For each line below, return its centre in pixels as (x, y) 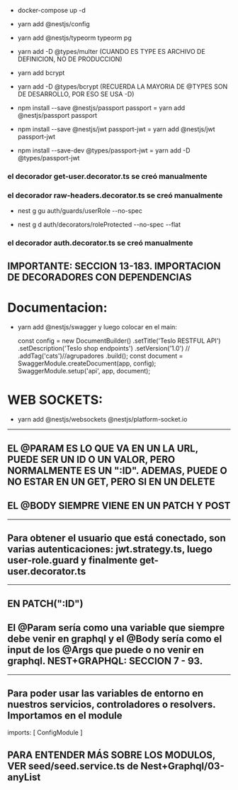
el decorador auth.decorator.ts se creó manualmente (100, 243)
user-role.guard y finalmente (73, 560)
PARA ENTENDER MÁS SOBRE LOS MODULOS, (112, 755)
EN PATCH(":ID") (45, 604)
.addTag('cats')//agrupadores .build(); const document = (100, 356)
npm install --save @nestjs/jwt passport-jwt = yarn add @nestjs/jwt (116, 129)
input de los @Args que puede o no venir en (106, 650)
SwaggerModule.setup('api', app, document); (84, 371)
